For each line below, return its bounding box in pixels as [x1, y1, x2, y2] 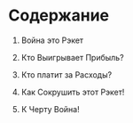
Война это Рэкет [20, 35, 84, 45]
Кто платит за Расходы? [20, 69, 113, 80]
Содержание [8, 5, 110, 26]
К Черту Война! [20, 103, 81, 114]
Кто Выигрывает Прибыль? [20, 52, 125, 62]
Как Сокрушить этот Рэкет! [20, 86, 125, 97]
